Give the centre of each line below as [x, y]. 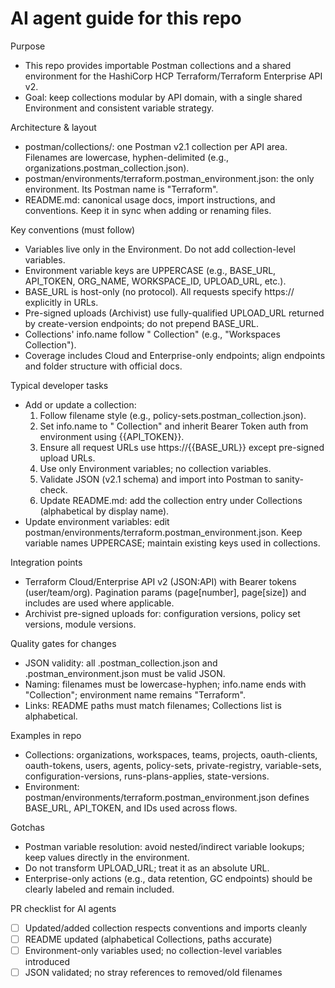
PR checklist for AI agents [63, 908]
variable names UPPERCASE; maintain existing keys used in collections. [172, 543]
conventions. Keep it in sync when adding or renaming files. [148, 210]
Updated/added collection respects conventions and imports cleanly [166, 928]
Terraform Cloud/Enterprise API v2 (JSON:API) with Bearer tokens [160, 581]
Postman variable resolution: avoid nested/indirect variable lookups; [164, 846]
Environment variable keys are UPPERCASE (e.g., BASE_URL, [150, 270]
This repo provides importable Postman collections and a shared [158, 65]
